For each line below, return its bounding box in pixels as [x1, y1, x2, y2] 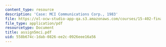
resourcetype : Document [5, 25, 54, 30]
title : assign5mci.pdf [5, 30, 52, 35]
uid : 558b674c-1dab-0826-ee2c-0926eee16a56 [5, 35, 96, 40]
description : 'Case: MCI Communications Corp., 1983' [5, 12, 119, 17]
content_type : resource [5, 7, 54, 12]
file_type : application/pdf [5, 21, 63, 26]
